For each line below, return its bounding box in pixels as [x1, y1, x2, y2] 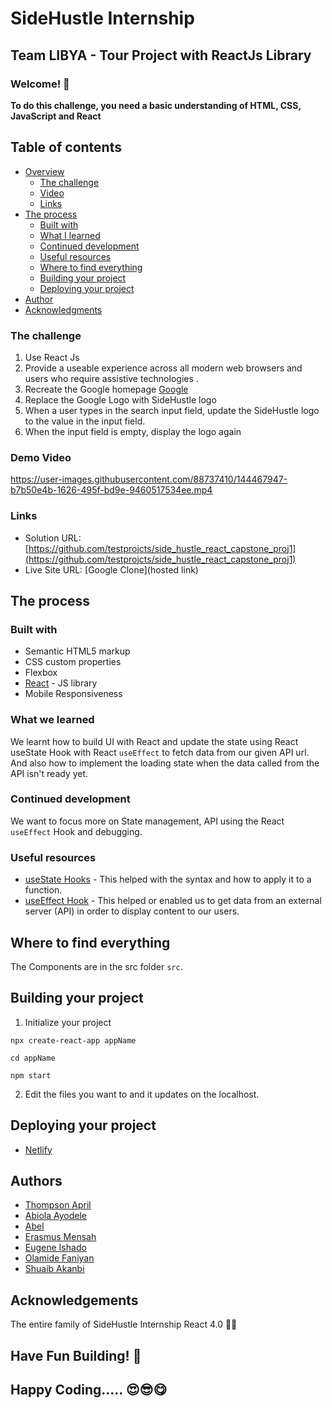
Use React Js [24, 351, 80, 363]
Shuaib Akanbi [24, 1263, 85, 1275]
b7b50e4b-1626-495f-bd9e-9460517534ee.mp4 [10, 484, 213, 496]
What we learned [10, 713, 95, 727]
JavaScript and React [10, 110, 102, 122]
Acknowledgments [24, 303, 103, 316]
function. [24, 884, 63, 896]
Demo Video [10, 450, 72, 464]
